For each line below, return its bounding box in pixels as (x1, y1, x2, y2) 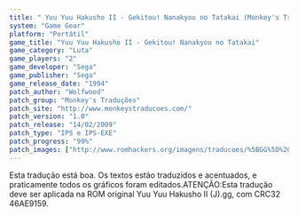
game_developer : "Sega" (9, 63, 98, 72)
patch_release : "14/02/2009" (9, 121, 117, 130)
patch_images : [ (9, 145, 69, 154)
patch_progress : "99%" (9, 137, 93, 146)
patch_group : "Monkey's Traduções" (9, 95, 141, 105)
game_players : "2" (9, 54, 77, 63)
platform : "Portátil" (9, 29, 90, 38)
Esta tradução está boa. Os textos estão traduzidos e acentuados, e (9, 170, 257, 180)
